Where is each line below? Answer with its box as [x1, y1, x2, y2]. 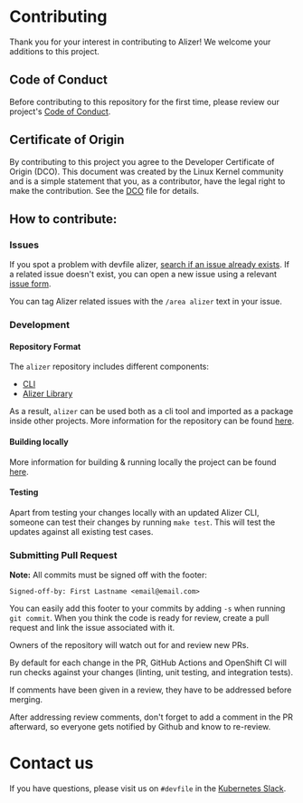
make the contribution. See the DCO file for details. [9, 185, 200, 196]
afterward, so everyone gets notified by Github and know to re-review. [9, 721, 271, 732]
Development [9, 319, 71, 332]
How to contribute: [9, 211, 118, 227]
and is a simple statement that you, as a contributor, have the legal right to [9, 175, 286, 187]
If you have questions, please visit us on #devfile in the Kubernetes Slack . [9, 783, 287, 794]
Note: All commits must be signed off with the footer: [9, 569, 208, 581]
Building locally [9, 436, 70, 447]
